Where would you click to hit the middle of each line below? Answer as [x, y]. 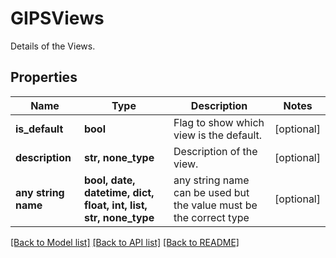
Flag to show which [219, 122]
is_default [39, 129]
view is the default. [218, 135]
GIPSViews [57, 18]
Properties [44, 77]
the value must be [215, 205]
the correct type [211, 217]
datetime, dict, [119, 192]
